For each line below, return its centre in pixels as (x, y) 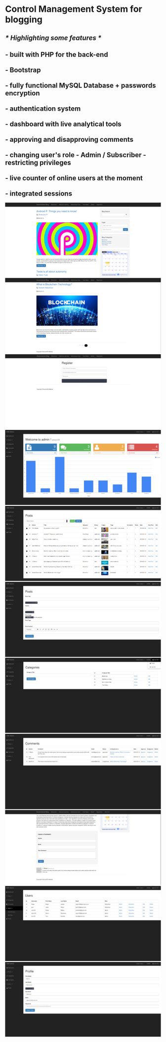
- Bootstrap (23, 70)
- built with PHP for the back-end (57, 55)
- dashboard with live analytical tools (63, 124)
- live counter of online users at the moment (74, 178)
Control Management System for (74, 9)
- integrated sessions (39, 193)
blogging (24, 20)
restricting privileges (38, 162)
